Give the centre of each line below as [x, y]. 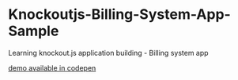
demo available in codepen [52, 67]
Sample [34, 31]
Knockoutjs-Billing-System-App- [119, 15]
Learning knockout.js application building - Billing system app [108, 53]
